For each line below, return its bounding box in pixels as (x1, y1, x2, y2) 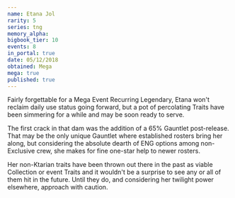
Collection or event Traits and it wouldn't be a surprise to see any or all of (7, 168, 222, 177)
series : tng (7, 23, 42, 30)
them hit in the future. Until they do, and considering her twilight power (7, 175, 214, 184)
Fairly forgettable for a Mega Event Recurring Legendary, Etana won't (7, 95, 210, 104)
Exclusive (7, 146, 35, 156)
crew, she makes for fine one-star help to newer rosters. (36, 146, 200, 156)
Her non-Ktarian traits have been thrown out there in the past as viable (7, 161, 214, 169)
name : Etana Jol (7, 10, 55, 18)
